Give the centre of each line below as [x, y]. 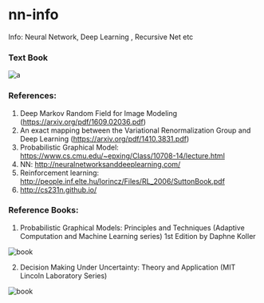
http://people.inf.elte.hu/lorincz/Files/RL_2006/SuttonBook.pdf [122, 181]
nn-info [33, 15]
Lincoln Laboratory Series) [63, 275]
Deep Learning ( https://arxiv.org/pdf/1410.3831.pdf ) [104, 138]
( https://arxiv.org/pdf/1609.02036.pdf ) [83, 122]
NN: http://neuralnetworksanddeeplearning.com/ [100, 164]
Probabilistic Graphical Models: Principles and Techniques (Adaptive [132, 227]
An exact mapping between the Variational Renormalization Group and [135, 130]
